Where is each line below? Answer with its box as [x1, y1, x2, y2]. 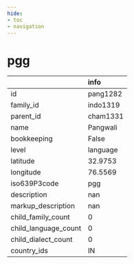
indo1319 [87, 101, 120, 110]
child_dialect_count [10, 235, 73, 245]
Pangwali [87, 123, 118, 132]
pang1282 [87, 89, 122, 99]
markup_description [10, 201, 76, 211]
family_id [10, 101, 39, 110]
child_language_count [10, 223, 81, 233]
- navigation [7, 23, 45, 30]
